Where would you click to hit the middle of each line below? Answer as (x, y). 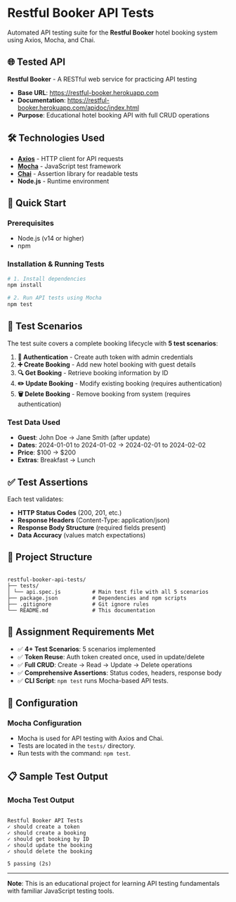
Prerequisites (31, 223)
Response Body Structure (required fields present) (92, 527)
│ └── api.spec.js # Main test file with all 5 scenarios (108, 592)
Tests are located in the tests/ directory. (76, 746)
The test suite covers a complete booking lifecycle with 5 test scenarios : (113, 343)
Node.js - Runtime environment (63, 181)
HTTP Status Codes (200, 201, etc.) (70, 512)
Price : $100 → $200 (46, 452)
